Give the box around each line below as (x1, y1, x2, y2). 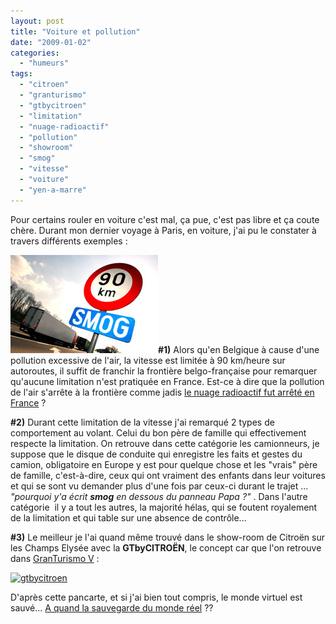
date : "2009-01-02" (10, 37, 92, 47)
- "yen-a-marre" (19, 185, 87, 195)
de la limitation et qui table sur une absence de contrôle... (10, 511, 247, 524)
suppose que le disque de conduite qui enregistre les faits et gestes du (10, 448, 303, 460)
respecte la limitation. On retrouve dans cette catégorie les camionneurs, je (10, 437, 320, 449)
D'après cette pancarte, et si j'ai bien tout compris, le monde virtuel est (10, 591, 303, 603)
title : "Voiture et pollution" (10, 26, 141, 37)
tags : (10, 69, 33, 79)
